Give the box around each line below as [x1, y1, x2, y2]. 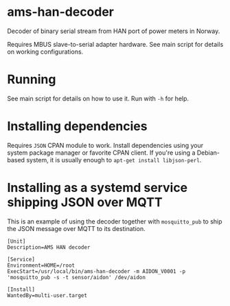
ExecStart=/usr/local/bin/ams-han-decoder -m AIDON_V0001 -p [7, 267, 186, 275]
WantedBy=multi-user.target [7, 292, 88, 299]
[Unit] [7, 238, 26, 245]
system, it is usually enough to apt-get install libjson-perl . [26, 155, 202, 164]
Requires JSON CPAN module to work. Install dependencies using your [7, 141, 204, 149]
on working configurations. [7, 47, 84, 56]
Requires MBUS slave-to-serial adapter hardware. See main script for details [7, 40, 224, 48]
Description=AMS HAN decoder [7, 243, 91, 251]
